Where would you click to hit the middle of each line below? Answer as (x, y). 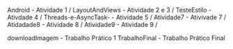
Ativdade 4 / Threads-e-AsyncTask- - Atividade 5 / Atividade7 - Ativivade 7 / (117, 17)
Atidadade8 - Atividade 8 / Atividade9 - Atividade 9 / (82, 24)
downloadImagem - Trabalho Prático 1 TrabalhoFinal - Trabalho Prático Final (116, 38)
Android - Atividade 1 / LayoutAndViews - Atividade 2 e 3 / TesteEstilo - (110, 10)
